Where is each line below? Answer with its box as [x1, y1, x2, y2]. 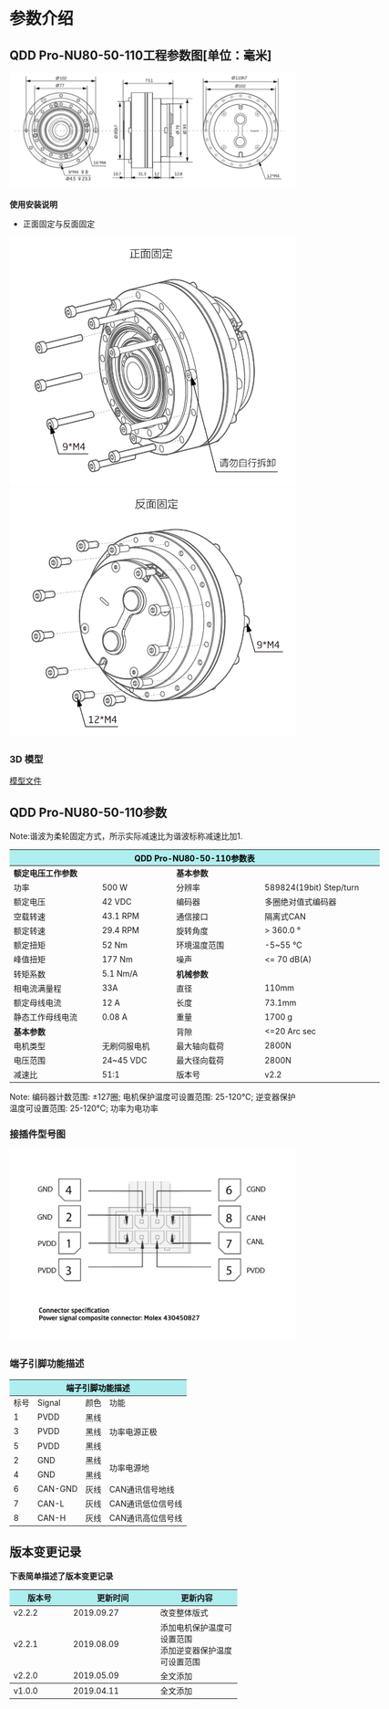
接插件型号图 [9, 1127, 67, 1140]
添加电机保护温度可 [159, 1621, 232, 1632]
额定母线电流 [13, 997, 62, 1009]
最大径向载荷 [176, 1055, 225, 1066]
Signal [37, 1397, 61, 1408]
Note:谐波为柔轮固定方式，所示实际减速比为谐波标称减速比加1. [9, 831, 243, 842]
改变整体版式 [159, 1608, 209, 1619]
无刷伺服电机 [101, 1040, 150, 1051]
